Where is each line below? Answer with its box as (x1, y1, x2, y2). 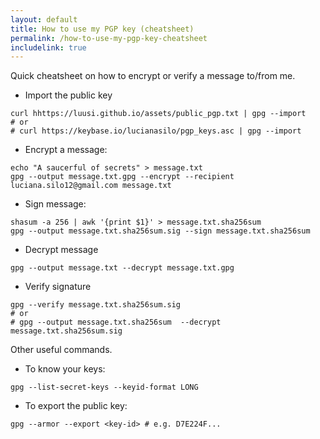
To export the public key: (24, 400, 128, 412)
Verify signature (24, 281, 92, 293)
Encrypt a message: (24, 144, 108, 156)
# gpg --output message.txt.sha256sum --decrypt (10, 317, 222, 328)
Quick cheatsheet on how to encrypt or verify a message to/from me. (10, 70, 296, 82)
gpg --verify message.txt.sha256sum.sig (10, 300, 182, 310)
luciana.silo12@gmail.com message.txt (10, 181, 172, 191)
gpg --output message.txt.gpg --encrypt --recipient (10, 172, 235, 182)
